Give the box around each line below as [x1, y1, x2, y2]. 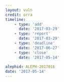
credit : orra [5, 12, 33, 17]
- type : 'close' [14, 50, 49, 55]
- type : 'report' [14, 31, 51, 36]
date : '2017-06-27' [18, 45, 59, 50]
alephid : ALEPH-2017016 [5, 64, 55, 69]
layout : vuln [5, 7, 33, 13]
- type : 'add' [14, 21, 44, 27]
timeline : [5, 17, 26, 22]
